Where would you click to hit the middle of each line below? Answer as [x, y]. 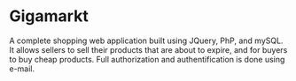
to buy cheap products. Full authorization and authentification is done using [147, 59]
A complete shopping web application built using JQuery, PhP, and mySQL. [146, 40]
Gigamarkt [49, 16]
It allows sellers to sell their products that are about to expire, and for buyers [148, 49]
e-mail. [22, 69]
